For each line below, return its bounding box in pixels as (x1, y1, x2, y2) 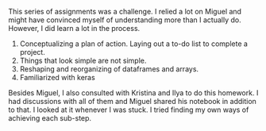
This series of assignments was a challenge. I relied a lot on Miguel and (8, 7, 242, 16)
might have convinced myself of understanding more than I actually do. (8, 15, 241, 25)
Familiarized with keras (19, 73, 95, 82)
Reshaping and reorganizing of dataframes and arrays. (19, 64, 199, 74)
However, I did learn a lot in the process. (8, 24, 141, 33)
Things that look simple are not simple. (19, 56, 147, 65)
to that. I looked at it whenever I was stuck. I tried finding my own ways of (8, 105, 249, 114)
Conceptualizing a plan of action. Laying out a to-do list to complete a (19, 39, 249, 48)
